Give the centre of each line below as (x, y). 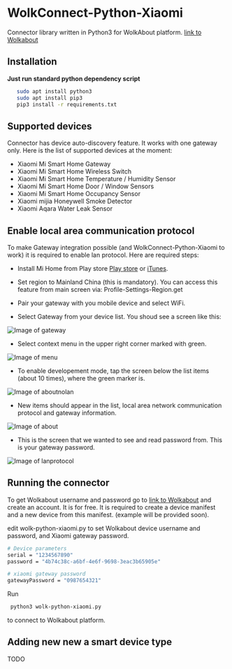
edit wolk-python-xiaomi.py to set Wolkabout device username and (104, 528)
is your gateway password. (56, 447)
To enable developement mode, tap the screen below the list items (113, 371)
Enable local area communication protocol (101, 231)
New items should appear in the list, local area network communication (119, 405)
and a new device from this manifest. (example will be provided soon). (108, 514)
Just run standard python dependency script (74, 78)
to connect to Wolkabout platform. (57, 620)
